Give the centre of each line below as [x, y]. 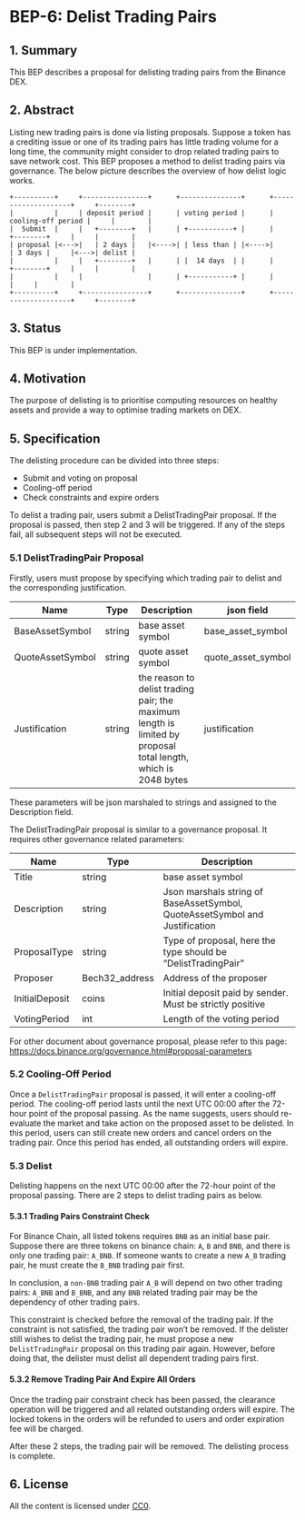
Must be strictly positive [214, 1004]
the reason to [167, 677]
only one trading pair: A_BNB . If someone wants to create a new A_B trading [148, 1256]
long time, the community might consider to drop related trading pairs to [144, 151]
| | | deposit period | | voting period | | [142, 213]
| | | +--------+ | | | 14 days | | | [142, 261]
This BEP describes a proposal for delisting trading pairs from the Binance [148, 72]
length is [157, 722]
